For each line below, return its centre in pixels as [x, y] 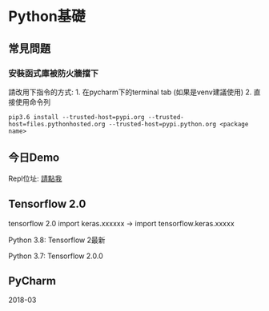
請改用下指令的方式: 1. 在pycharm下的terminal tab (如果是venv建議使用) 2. [130, 92]
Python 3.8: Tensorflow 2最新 [57, 240]
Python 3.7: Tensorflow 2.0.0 [56, 256]
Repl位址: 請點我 [35, 178]
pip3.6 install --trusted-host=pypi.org [77, 117]
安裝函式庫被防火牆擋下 [53, 73]
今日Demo [34, 158]
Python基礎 [47, 16]
